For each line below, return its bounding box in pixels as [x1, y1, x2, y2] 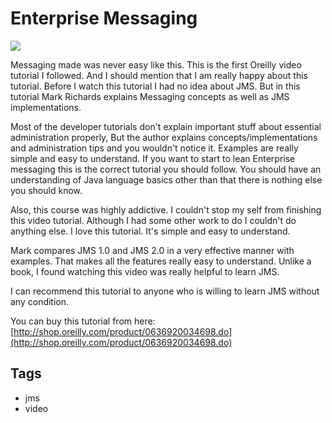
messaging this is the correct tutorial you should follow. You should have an [10, 163, 322, 175]
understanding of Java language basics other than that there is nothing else [10, 173, 323, 186]
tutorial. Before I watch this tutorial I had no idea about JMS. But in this [10, 80, 301, 92]
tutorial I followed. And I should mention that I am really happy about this [10, 69, 308, 81]
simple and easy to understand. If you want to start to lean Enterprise [10, 152, 296, 164]
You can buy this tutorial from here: [10, 315, 156, 327]
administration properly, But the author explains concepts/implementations [10, 131, 318, 143]
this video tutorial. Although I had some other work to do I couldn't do [10, 214, 297, 226]
